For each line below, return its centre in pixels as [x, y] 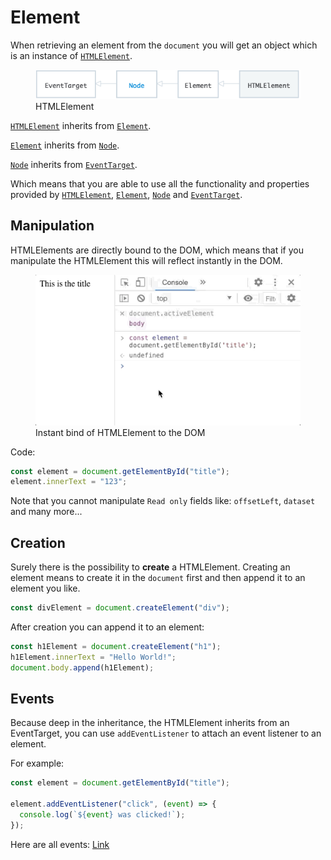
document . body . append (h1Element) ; [82, 667]
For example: [37, 763]
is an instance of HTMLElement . [71, 55]
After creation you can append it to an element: [107, 627]
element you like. [45, 588]
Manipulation [52, 226]
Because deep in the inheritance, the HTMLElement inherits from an [150, 723]
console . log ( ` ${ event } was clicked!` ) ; [102, 815]
